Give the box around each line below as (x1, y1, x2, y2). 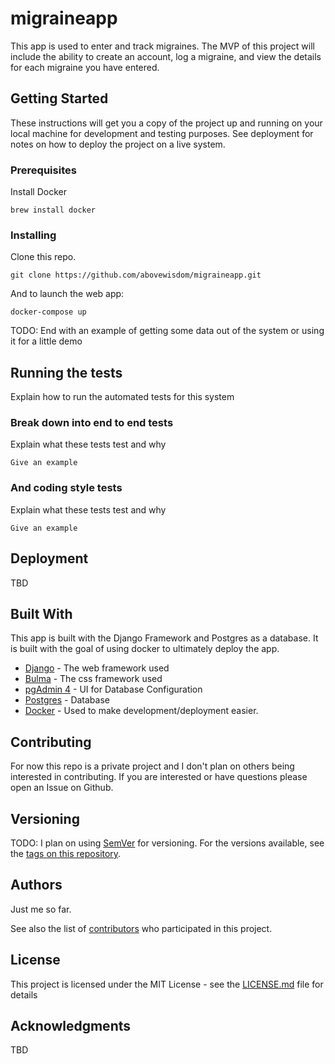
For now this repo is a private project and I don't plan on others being (10, 760, 295, 772)
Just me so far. (10, 903, 72, 915)
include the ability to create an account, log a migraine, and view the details (10, 50, 322, 62)
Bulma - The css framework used (24, 673, 163, 685)
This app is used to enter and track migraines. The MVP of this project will (10, 40, 315, 52)
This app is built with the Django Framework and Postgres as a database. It (10, 632, 319, 644)
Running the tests (10, 364, 123, 381)
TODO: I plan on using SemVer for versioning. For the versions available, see (10, 837, 325, 849)
